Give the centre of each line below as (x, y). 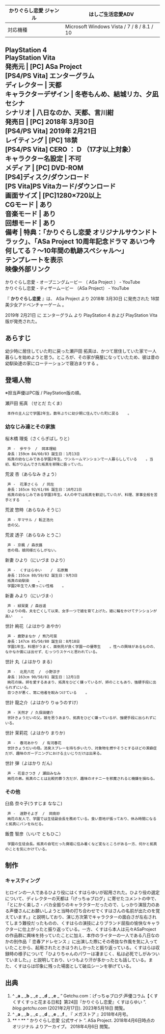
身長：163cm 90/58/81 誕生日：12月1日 (43, 677)
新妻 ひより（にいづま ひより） (36, 560)
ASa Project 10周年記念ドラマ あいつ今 (96, 242)
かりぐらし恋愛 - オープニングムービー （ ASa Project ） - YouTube (73, 282)
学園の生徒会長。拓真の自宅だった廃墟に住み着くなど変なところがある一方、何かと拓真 (82, 844)
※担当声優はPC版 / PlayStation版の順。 (44, 393)
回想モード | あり (30, 223)
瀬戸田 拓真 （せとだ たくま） (35, 403)
